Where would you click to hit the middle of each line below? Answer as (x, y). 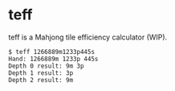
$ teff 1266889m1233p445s (51, 52)
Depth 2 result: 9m (41, 80)
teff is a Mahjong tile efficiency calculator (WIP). (88, 37)
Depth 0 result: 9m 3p (46, 66)
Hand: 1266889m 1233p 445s (53, 59)
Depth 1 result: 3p (41, 73)
